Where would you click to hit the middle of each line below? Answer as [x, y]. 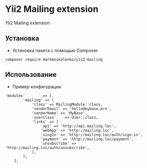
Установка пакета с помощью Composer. [55, 50]
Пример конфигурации [36, 86]
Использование [31, 75]
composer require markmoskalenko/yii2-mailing [54, 59]
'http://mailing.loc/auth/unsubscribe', [48, 148]
